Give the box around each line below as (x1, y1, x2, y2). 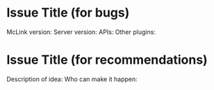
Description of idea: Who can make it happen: (6, 75, 138, 83)
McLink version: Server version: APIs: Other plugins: (6, 28, 156, 36)
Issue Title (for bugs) (6, 5, 130, 21)
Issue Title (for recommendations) (6, 52, 208, 68)
